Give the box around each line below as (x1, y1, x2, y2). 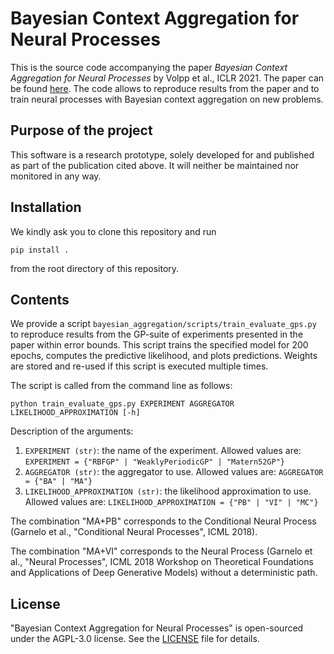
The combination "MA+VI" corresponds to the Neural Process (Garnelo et (10, 545, 313, 557)
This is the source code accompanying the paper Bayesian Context (10, 61, 288, 73)
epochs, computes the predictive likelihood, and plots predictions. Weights (10, 350, 318, 362)
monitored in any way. (10, 170, 102, 182)
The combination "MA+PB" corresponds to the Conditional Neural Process (10, 515, 317, 527)
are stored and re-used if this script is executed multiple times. (10, 360, 269, 372)
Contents (10, 291, 70, 308)
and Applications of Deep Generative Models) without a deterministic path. (10, 567, 318, 579)
